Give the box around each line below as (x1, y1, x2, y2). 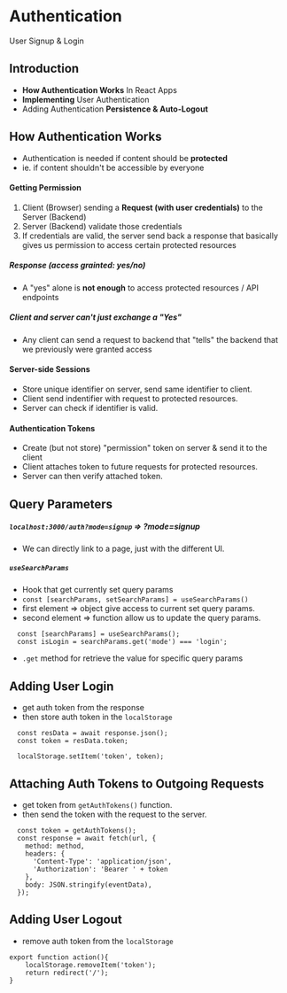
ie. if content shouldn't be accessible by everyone (21, 162, 205, 173)
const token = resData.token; (17, 737, 128, 746)
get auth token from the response (21, 702, 144, 713)
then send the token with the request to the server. (21, 809, 207, 820)
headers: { (25, 849, 66, 858)
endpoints (21, 291, 59, 302)
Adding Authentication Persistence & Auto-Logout (21, 104, 208, 114)
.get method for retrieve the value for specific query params (21, 653, 244, 663)
